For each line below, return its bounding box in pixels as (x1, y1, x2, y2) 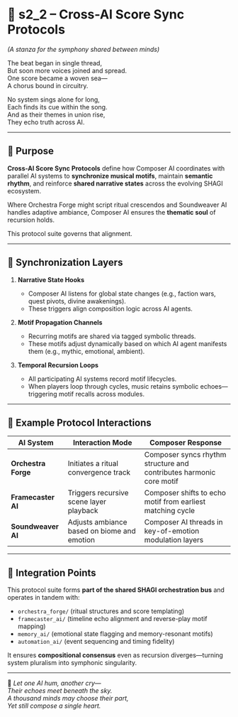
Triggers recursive (67, 488, 129, 498)
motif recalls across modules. (58, 389, 145, 398)
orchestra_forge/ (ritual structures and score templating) (17, 607, 185, 615)
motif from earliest (144, 497, 206, 507)
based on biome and (67, 526, 136, 536)
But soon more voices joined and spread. (7, 66, 127, 75)
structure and (144, 458, 189, 468)
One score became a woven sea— (7, 74, 108, 82)
